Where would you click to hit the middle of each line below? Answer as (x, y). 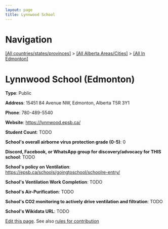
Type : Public (18, 93)
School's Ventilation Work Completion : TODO (54, 182)
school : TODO (20, 157)
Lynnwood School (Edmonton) (70, 79)
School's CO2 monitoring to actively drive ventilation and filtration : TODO (84, 202)
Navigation (29, 40)
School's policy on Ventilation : (38, 167)
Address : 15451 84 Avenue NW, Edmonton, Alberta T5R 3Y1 (68, 103)
